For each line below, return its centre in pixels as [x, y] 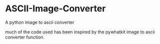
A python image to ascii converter [40, 22]
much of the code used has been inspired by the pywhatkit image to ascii [80, 32]
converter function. [25, 37]
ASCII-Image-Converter [55, 9]
